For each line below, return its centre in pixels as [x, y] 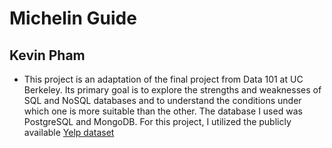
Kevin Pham [47, 55]
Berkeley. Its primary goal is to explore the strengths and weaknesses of [172, 90]
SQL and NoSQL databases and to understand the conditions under [162, 100]
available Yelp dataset [69, 132]
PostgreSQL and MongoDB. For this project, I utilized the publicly [157, 121]
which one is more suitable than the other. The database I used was [163, 111]
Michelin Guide [73, 18]
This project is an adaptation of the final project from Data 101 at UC [163, 79]
